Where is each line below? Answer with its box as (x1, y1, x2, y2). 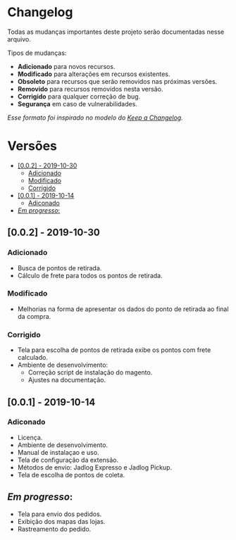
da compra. (17, 312, 51, 320)
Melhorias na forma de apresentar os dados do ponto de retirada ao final (17, 304, 229, 313)
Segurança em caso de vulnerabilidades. (17, 99, 137, 108)
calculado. (17, 353, 48, 362)
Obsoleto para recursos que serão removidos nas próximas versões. (17, 77, 218, 85)
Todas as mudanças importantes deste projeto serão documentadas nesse (7, 27, 225, 36)
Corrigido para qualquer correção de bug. (17, 92, 141, 101)
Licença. (17, 433, 43, 441)
